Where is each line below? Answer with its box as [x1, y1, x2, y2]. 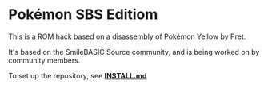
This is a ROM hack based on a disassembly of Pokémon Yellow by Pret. [8, 32, 246, 41]
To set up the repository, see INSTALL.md [8, 71, 147, 80]
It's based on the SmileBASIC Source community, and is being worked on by [8, 47, 260, 56]
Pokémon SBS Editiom [8, 6, 158, 24]
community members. [8, 55, 81, 65]
